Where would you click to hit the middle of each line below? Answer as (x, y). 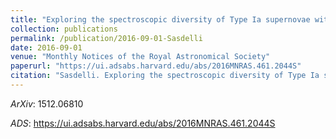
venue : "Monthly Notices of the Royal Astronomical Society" (140, 57)
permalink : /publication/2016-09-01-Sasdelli (106, 38)
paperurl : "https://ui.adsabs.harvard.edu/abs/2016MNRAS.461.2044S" (156, 66)
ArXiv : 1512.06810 (47, 103)
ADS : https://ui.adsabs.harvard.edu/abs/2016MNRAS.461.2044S (143, 123)
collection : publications (64, 29)
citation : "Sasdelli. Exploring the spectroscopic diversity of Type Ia (165, 76)
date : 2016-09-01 (46, 47)
